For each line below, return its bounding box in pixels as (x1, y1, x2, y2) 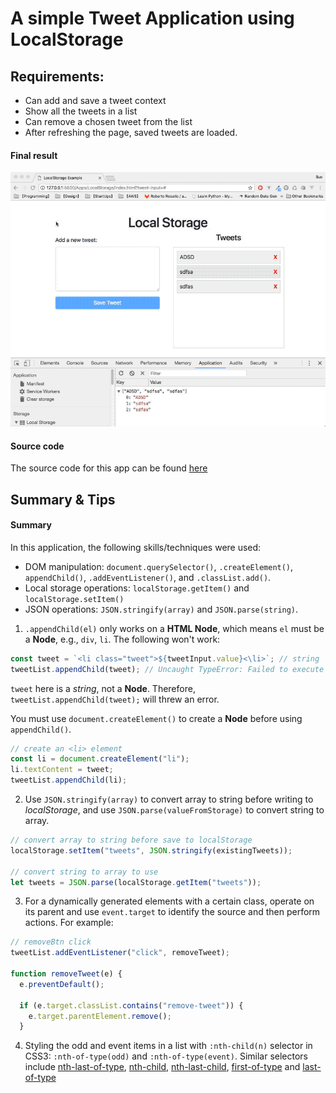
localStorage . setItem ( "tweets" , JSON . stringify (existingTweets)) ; (10, 845, 293, 856)
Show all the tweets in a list (24, 105, 138, 117)
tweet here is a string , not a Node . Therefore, (10, 682, 196, 694)
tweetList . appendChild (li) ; (10, 775, 128, 786)
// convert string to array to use (10, 867, 159, 877)
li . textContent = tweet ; (10, 765, 114, 775)
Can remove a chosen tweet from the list (24, 116, 193, 127)
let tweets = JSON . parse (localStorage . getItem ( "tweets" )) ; (10, 877, 262, 887)
